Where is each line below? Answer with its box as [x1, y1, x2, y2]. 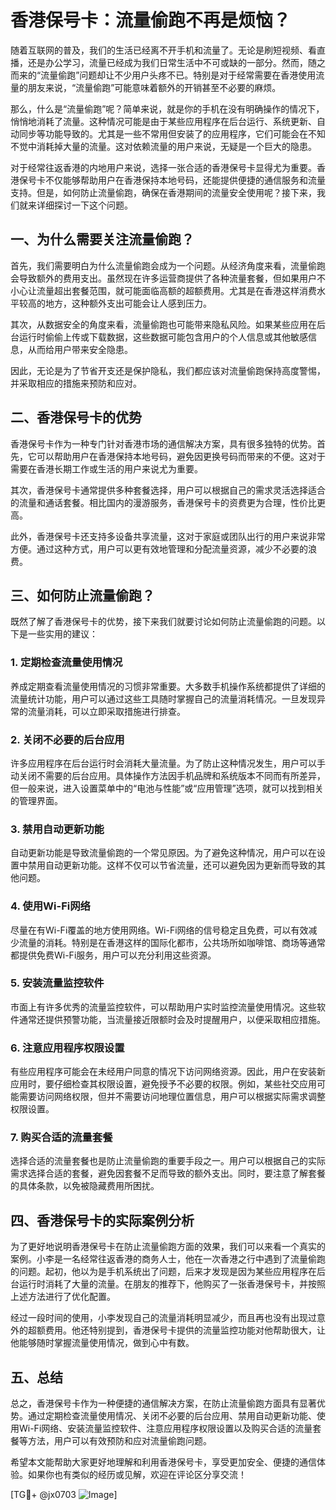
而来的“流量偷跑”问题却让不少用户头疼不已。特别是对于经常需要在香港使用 [10, 69, 317, 81]
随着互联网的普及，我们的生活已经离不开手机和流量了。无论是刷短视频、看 [10, 44, 317, 56]
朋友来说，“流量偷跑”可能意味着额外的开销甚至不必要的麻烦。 [27, 81, 282, 93]
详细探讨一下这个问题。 [36, 199, 133, 211]
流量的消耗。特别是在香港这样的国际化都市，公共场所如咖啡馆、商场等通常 [18, 936, 326, 948]
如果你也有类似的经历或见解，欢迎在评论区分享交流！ [27, 1469, 247, 1481]
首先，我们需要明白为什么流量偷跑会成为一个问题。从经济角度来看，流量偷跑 [10, 259, 326, 271]
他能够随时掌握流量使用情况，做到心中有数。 [10, 1337, 195, 1349]
